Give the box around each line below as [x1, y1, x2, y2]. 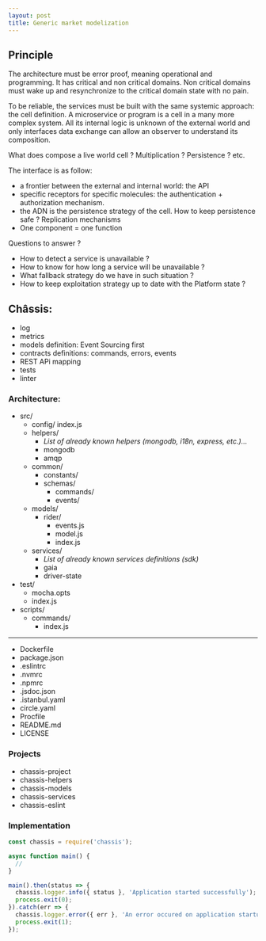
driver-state [43, 571, 82, 581]
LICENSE [19, 729, 50, 738]
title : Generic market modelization [8, 19, 129, 27]
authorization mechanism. [19, 198, 105, 208]
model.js [55, 529, 83, 539]
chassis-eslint [19, 800, 66, 810]
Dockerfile [19, 645, 54, 654]
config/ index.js [31, 420, 82, 429]
